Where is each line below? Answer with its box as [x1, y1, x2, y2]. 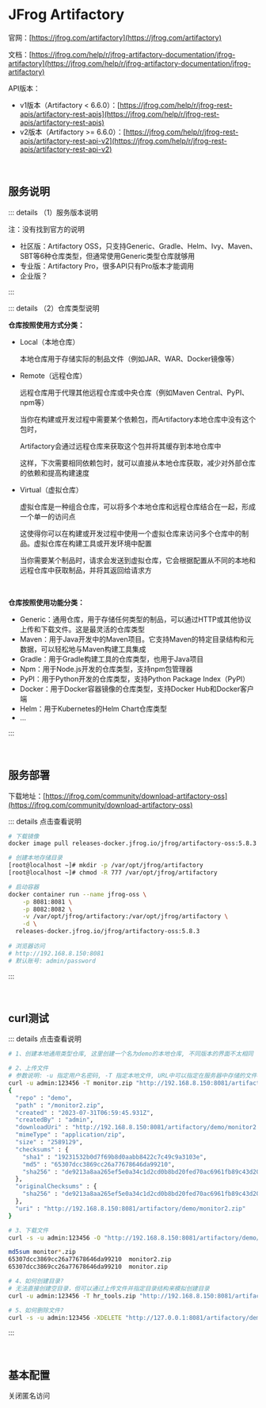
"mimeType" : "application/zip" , [15, 1131, 126, 1139]
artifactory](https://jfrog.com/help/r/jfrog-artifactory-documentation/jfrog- [8, 58, 252, 68]
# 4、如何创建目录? [8, 1277, 64, 1285]
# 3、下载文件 [8, 1226, 49, 1234]
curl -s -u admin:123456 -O [8, 1233, 101, 1242]
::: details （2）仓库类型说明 [8, 303, 100, 313]
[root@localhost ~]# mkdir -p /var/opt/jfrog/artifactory [8, 862, 203, 870]
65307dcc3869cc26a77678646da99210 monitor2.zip [8, 1256, 172, 1263]
